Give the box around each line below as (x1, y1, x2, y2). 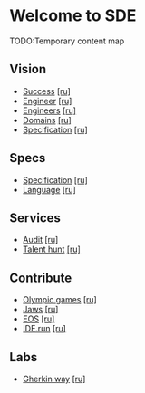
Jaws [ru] (22, 304, 59, 315)
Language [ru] (22, 184, 77, 195)
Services (9, 210, 62, 225)
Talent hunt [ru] (22, 244, 82, 254)
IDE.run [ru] (22, 323, 66, 334)
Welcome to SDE (9, 5, 137, 26)
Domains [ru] (22, 114, 72, 125)
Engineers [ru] (22, 105, 77, 116)
